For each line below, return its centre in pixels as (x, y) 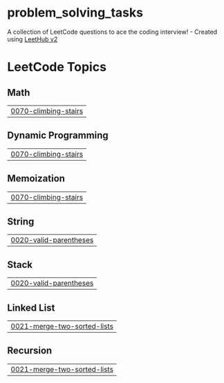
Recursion (30, 351)
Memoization (36, 178)
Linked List (31, 307)
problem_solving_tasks (75, 13)
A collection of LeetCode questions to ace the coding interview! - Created (112, 32)
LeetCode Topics (57, 67)
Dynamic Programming (58, 136)
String (21, 221)
